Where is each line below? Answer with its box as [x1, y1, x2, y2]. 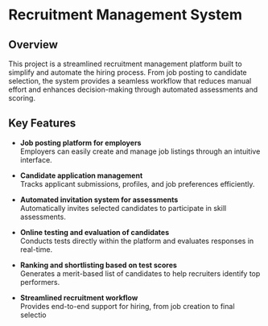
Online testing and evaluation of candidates [19, 227, 170, 237]
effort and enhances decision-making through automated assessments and [8, 85, 258, 94]
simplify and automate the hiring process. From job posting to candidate [8, 68, 247, 77]
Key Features [8, 117, 76, 130]
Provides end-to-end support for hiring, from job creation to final [19, 301, 235, 311]
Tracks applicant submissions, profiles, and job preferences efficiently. [19, 179, 255, 188]
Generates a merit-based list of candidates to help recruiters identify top [19, 268, 261, 279]
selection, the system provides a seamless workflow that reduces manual [8, 76, 252, 85]
